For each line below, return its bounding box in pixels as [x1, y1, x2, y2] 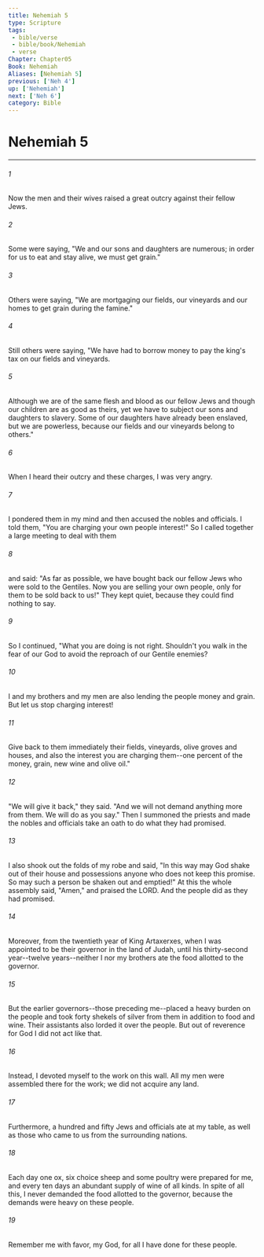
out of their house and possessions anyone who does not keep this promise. [8, 869, 255, 878]
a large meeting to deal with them [8, 531, 116, 541]
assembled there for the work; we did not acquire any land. [8, 1079, 200, 1089]
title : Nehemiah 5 [8, 11, 68, 20]
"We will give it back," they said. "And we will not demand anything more [8, 801, 243, 810]
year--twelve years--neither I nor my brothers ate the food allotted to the [8, 953, 244, 962]
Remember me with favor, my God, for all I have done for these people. [8, 1240, 237, 1249]
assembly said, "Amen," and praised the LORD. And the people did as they [8, 885, 248, 895]
